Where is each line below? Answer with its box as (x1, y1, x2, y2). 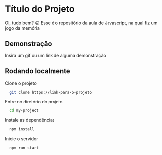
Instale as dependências (5, 117, 55, 123)
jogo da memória (5, 25, 40, 31)
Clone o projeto (5, 80, 37, 86)
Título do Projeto (5, 3, 75, 15)
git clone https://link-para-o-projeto (9, 90, 92, 95)
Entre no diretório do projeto (5, 99, 63, 104)
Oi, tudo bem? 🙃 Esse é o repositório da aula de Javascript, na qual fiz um (5, 20, 158, 26)
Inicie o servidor (5, 136, 38, 142)
